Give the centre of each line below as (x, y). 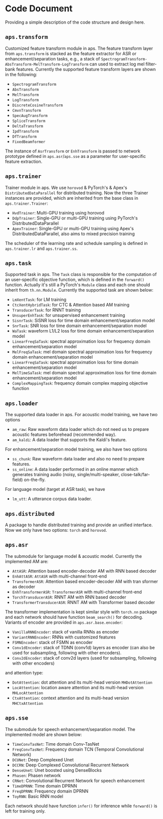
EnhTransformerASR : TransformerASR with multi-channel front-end (77, 592)
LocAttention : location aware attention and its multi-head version (78, 687)
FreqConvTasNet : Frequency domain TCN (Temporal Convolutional (78, 749)
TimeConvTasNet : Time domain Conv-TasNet (56, 744)
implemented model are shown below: (44, 734)
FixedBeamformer (29, 142)
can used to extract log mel (117, 64)
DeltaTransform (28, 126)
